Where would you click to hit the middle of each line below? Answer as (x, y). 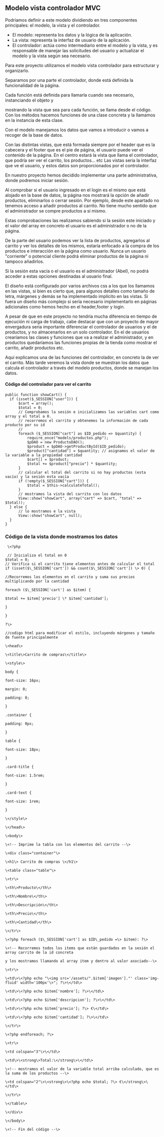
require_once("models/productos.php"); (68, 438)
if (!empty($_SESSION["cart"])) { (54, 481)
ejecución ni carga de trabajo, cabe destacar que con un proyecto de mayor (82, 321)
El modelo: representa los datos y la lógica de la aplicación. (72, 35)
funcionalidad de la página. (32, 85)
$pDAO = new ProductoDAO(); (55, 442)
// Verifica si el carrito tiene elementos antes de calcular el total (80, 564)
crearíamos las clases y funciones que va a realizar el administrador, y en (79, 337)
